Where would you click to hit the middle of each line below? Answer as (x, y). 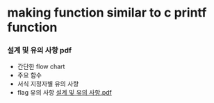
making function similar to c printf (107, 13)
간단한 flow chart (41, 66)
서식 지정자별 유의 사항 (48, 84)
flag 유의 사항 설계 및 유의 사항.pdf (65, 93)
